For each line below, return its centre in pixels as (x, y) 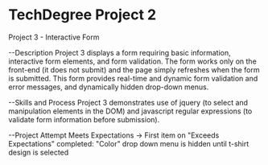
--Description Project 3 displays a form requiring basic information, (120, 52)
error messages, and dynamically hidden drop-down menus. (109, 87)
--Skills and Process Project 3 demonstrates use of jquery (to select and (128, 102)
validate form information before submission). (84, 119)
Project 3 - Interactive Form (54, 37)
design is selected (39, 152)
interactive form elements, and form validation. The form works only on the (133, 61)
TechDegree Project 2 (82, 15)
